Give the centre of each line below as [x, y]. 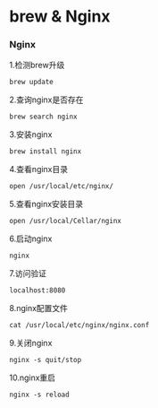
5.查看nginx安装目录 [46, 204]
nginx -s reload [39, 395]
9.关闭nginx [31, 343]
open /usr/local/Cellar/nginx [66, 221]
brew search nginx [43, 117]
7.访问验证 [28, 273]
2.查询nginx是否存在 [46, 100]
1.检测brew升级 [37, 65]
